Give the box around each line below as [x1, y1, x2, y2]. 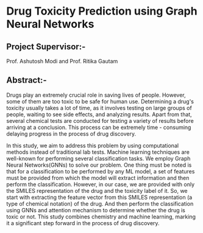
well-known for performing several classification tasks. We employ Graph [6, 155, 191, 162]
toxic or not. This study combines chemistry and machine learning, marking [6, 213, 196, 220]
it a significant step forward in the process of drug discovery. [6, 219, 160, 226]
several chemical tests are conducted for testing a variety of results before [6, 117, 194, 124]
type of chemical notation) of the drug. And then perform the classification [6, 200, 194, 207]
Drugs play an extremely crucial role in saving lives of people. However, [6, 91, 186, 99]
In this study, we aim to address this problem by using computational [6, 142, 179, 149]
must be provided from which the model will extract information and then [6, 174, 190, 181]
